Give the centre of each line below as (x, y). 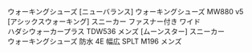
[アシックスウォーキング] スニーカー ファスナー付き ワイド (104, 21)
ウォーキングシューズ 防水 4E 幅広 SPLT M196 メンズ (95, 41)
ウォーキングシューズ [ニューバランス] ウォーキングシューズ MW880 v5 (126, 11)
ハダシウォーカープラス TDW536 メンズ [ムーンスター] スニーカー (116, 31)
